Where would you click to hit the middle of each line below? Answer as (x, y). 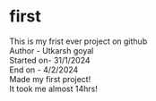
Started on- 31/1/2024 (50, 60)
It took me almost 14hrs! (54, 88)
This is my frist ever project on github (78, 41)
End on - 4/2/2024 (44, 70)
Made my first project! (50, 79)
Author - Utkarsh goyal (52, 50)
